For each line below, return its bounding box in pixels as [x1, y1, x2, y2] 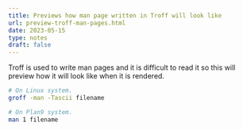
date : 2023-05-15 [8, 26, 66, 34]
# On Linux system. [8, 86, 73, 95]
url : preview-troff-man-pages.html [8, 19, 126, 27]
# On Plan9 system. [8, 108, 73, 116]
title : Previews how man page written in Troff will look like [8, 11, 222, 20]
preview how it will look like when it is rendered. [8, 71, 165, 81]
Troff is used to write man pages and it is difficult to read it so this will [8, 63, 236, 72]
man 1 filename [8, 116, 59, 124]
